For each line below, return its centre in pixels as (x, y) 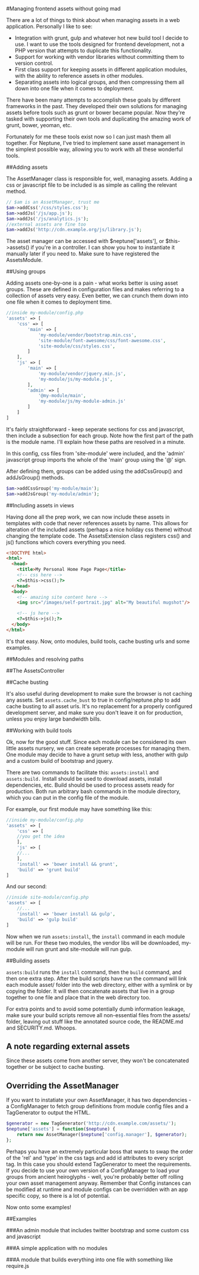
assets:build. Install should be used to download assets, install (84, 778)
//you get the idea (41, 837)
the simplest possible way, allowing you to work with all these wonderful (94, 149)
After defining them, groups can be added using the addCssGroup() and (94, 471)
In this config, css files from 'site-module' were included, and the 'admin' (96, 453)
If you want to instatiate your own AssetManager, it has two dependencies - (99, 1100)
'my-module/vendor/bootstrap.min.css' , (87, 335)
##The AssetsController (35, 670)
